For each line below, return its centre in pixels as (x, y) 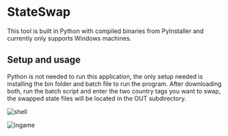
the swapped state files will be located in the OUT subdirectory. (97, 98)
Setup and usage (44, 60)
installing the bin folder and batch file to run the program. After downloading (114, 84)
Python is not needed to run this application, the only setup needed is (105, 76)
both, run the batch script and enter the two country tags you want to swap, (114, 91)
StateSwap (39, 12)
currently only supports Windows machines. (69, 38)
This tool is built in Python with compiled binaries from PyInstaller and (105, 31)
